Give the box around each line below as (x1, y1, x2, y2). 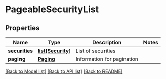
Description (92, 39, 122, 46)
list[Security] (37, 47, 71, 54)
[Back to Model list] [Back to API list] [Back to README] (5, 68, 123, 74)
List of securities (75, 47, 116, 54)
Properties (5, 24, 40, 32)
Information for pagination (75, 56, 138, 62)
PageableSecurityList (5, 4, 99, 15)
